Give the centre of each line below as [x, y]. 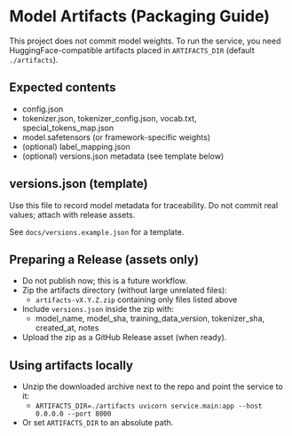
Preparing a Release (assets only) [104, 259]
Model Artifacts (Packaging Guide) [140, 16]
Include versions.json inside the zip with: [98, 309]
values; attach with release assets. [72, 214]
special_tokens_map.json [68, 128]
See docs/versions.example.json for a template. [97, 231]
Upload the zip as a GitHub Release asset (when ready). [124, 338]
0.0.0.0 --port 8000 [73, 414]
